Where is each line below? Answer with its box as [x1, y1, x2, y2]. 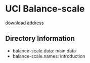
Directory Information [5, 34, 75, 43]
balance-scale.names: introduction [12, 53, 85, 59]
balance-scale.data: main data [12, 47, 76, 53]
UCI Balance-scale [5, 3, 85, 15]
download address [5, 20, 44, 26]
